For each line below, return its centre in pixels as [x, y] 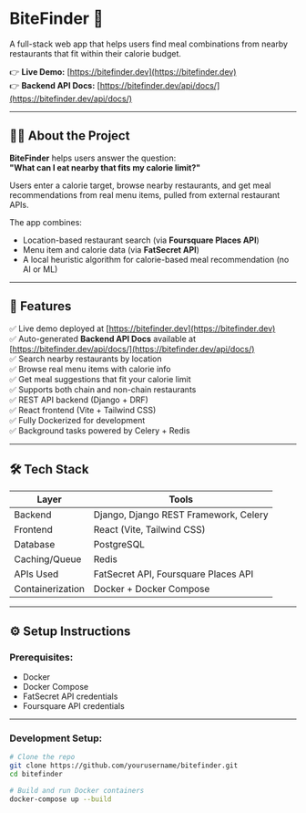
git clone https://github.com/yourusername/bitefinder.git [124, 766]
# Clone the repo [42, 757]
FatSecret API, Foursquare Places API [173, 574]
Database [35, 545]
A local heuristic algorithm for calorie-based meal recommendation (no [156, 259]
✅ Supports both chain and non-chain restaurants [103, 389]
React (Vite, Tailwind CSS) [149, 530]
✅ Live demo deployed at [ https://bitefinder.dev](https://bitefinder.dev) [143, 328]
